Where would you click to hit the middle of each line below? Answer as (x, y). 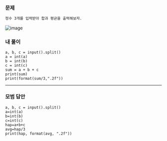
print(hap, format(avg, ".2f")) (39, 134)
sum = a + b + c (22, 70)
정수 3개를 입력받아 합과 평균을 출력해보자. (44, 18)
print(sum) (16, 74)
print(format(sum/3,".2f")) (34, 79)
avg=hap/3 (15, 129)
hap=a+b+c (15, 125)
